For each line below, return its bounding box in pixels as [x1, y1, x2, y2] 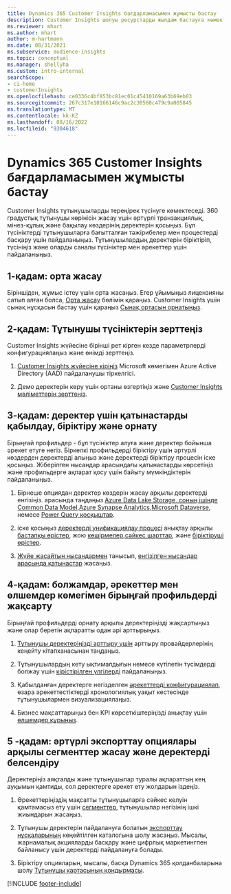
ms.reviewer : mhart [7, 23, 63, 30]
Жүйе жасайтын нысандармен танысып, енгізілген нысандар [16, 551, 198, 560]
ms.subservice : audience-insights [7, 49, 107, 56]
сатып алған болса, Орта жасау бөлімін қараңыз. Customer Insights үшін [7, 296, 221, 304]
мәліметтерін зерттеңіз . [16, 390, 88, 398]
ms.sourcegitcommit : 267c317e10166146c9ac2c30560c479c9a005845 [7, 100, 192, 107]
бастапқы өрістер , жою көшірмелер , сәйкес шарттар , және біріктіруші [16, 530, 224, 539]
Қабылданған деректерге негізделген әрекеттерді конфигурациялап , [16, 680, 221, 689]
